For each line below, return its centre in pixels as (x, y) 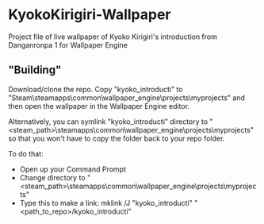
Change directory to (52, 177)
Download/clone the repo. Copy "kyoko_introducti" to (96, 89)
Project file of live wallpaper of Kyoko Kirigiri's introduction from (113, 37)
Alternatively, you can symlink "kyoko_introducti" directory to (108, 122)
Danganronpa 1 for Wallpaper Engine (68, 44)
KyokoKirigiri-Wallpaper (90, 15)
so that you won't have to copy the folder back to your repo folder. (117, 138)
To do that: (26, 153)
